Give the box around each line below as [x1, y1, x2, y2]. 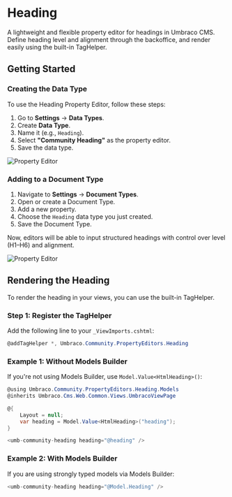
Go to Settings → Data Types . [17, 113, 105, 122]
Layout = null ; [20, 411, 64, 419]
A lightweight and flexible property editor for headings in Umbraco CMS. [7, 28, 215, 36]
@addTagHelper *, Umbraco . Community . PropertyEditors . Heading [7, 340, 189, 347]
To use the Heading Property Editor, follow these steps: [7, 100, 166, 108]
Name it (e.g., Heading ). [17, 128, 84, 137]
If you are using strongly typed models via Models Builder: [7, 470, 175, 478]
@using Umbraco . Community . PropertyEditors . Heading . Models [7, 386, 179, 393]
